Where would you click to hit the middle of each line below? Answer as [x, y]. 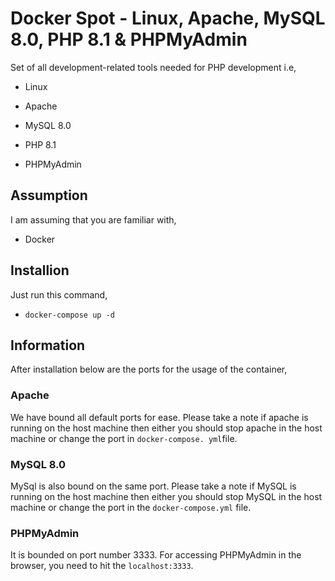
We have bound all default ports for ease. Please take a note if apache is [159, 417]
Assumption [49, 195]
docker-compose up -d [69, 315]
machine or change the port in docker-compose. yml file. [124, 438]
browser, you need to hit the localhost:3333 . [102, 566]
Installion [40, 270]
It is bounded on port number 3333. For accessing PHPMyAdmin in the [156, 555]
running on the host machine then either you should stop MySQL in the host [166, 496]
